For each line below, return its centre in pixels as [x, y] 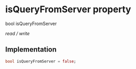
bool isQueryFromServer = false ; [41, 61]
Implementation [31, 50]
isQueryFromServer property [68, 9]
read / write [17, 33]
